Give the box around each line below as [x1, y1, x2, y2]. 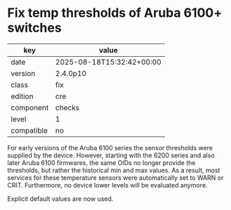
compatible [11, 125, 48, 135]
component [11, 103, 49, 112]
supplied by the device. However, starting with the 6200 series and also [7, 151, 216, 159]
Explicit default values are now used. [7, 195, 114, 203]
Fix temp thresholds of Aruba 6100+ [7, 5, 223, 21]
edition [11, 91, 34, 101]
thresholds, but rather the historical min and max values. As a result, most [7, 166, 220, 174]
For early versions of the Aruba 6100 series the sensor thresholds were [7, 143, 213, 152]
